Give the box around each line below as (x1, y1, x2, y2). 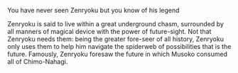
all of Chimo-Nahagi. (7, 57, 68, 66)
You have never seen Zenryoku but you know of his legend (7, 6, 180, 14)
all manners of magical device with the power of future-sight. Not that (7, 28, 212, 35)
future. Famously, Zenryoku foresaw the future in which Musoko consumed (7, 50, 228, 58)
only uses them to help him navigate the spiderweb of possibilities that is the (7, 43, 232, 50)
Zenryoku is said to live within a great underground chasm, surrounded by (7, 20, 224, 28)
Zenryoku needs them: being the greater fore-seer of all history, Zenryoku (7, 35, 224, 43)
